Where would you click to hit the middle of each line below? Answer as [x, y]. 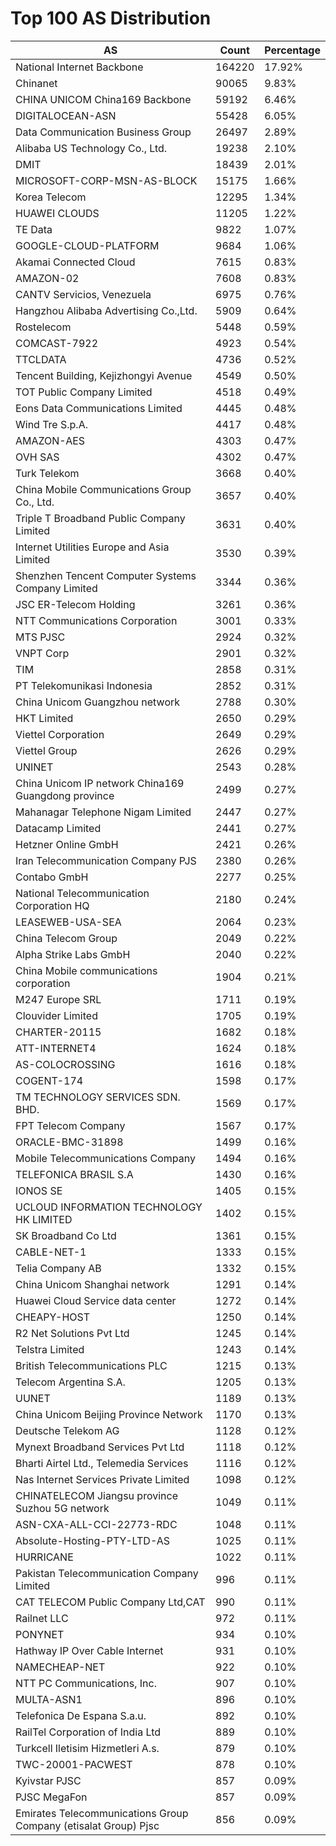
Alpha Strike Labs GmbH [73, 954]
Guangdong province [65, 795]
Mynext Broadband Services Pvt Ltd [100, 1447]
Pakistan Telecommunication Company [107, 1573]
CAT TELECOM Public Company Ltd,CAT [110, 1602]
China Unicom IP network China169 [100, 783]
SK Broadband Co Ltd [66, 1235]
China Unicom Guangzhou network [98, 702]
